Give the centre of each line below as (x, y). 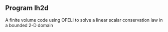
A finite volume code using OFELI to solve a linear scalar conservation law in (84, 20)
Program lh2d (27, 8)
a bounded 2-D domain (29, 25)
